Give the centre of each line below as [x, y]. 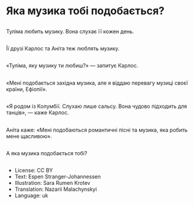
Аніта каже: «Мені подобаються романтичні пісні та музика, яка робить [97, 130]
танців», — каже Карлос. [38, 113]
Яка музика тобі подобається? [85, 11]
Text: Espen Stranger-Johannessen [58, 177]
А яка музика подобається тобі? [47, 153]
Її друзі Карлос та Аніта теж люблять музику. [63, 48]
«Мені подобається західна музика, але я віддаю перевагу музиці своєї [97, 83]
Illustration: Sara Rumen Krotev [52, 183]
